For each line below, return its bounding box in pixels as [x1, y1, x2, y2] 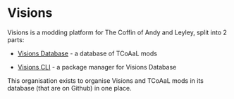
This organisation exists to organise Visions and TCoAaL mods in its [7, 76, 204, 85]
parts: [7, 35, 25, 44]
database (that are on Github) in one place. [7, 84, 132, 92]
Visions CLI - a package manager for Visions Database [17, 62, 177, 71]
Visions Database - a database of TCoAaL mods [17, 49, 157, 58]
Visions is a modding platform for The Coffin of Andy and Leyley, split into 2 [7, 28, 228, 37]
